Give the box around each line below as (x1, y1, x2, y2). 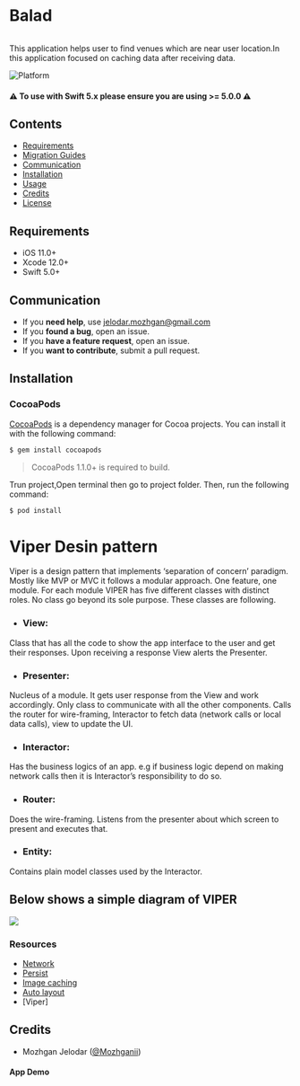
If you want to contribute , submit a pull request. (21, 345, 200, 356)
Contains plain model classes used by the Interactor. (9, 866, 203, 877)
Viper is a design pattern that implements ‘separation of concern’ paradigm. (9, 566, 288, 577)
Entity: (21, 845, 53, 858)
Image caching (21, 976, 78, 988)
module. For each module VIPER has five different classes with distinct (9, 585, 270, 596)
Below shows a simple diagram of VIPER (9, 892, 237, 907)
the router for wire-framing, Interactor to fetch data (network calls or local (9, 709, 282, 720)
